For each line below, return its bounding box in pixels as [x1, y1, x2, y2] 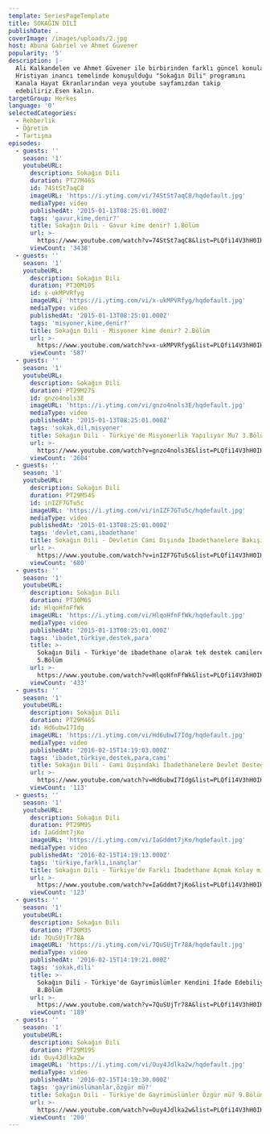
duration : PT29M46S [29, 717, 95, 725]
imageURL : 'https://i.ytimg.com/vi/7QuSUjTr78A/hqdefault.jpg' [29, 941, 247, 949]
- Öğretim [15, 124, 48, 132]
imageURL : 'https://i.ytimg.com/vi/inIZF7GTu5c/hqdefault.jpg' [29, 506, 247, 514]
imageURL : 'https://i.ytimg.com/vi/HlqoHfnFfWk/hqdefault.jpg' [29, 611, 247, 619]
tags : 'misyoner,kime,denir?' [29, 319, 131, 327]
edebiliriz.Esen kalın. [15, 86, 95, 95]
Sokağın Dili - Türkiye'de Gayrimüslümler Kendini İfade [37, 978, 231, 987]
